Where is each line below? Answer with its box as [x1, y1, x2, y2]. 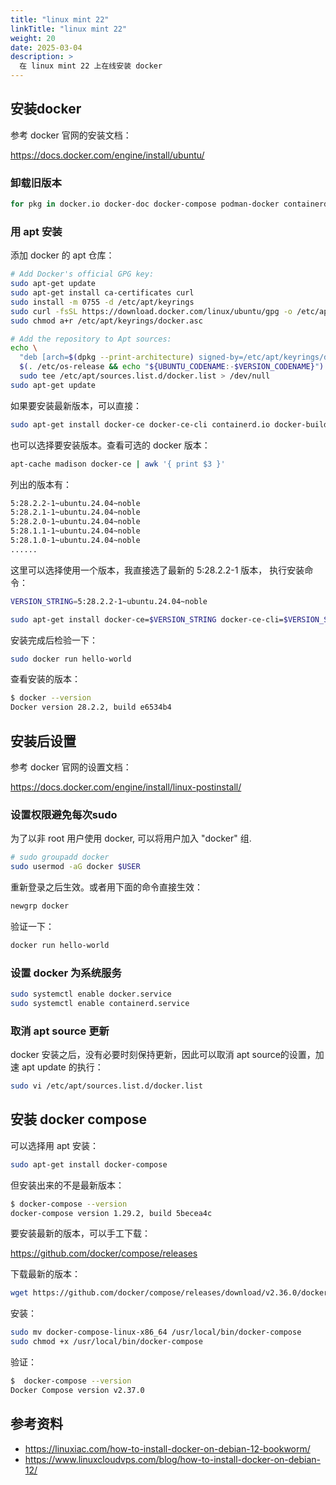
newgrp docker [10, 901, 70, 911]
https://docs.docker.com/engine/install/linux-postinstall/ [10, 781, 242, 793]
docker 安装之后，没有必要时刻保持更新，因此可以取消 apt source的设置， [10, 1049, 316, 1061]
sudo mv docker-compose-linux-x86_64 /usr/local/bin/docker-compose [10, 1327, 302, 1338]
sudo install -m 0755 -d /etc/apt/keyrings [10, 297, 195, 307]
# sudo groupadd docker [10, 852, 110, 863]
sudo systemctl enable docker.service [10, 989, 172, 1000]
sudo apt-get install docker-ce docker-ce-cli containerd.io [10, 419, 271, 430]
